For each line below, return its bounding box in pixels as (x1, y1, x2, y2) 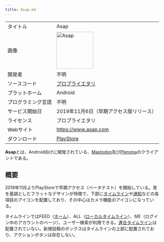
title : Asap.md (5, 7, 36, 12)
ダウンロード (7, 135, 38, 142)
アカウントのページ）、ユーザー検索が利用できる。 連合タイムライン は (18, 219, 157, 226)
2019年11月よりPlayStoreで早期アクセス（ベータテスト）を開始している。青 (5, 185, 158, 190)
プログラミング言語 (7, 99, 52, 106)
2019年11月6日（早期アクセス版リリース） (56, 108, 157, 114)
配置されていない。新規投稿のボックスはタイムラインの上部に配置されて (5, 226, 150, 232)
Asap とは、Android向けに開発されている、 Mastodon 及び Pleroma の (5, 149, 141, 155)
